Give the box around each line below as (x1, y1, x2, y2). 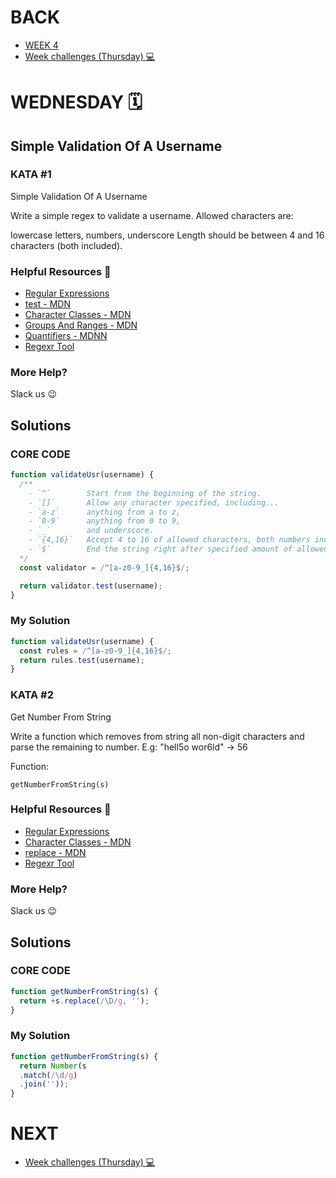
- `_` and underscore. (28, 526, 155, 536)
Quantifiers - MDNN (24, 330, 108, 342)
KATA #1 (10, 167, 52, 181)
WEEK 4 (24, 39, 59, 51)
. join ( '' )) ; (19, 1079, 70, 1090)
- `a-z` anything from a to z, (28, 507, 182, 517)
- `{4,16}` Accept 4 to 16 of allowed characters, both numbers (28, 535, 311, 545)
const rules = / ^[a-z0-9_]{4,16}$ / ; (19, 646, 172, 656)
